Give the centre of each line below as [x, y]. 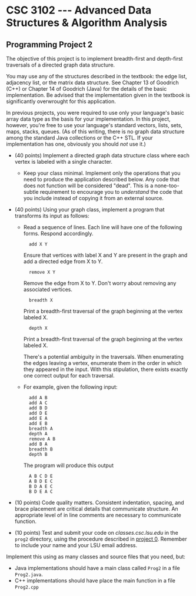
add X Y [38, 244]
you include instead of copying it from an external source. [93, 198]
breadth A [41, 429]
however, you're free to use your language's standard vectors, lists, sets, [94, 125]
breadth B [41, 449]
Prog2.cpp [27, 587]
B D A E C [41, 486]
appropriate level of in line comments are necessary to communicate [98, 515]
